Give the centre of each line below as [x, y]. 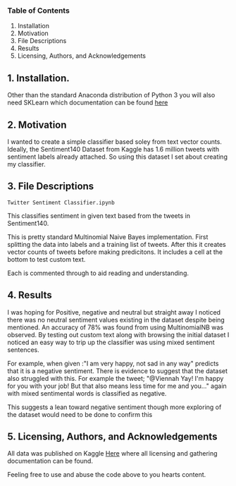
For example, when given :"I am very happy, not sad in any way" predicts [113, 363]
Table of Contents [39, 11]
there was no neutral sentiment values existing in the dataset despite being [116, 320]
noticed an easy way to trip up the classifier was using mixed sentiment [111, 342]
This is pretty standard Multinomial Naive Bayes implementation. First [108, 237]
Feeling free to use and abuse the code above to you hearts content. [107, 475]
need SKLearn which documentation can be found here [88, 103]
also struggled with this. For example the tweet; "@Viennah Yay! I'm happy [116, 378]
